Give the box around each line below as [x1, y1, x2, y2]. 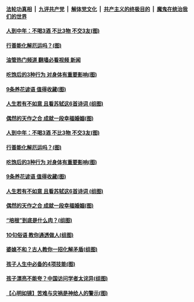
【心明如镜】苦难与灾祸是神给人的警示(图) [6, 289, 108, 297]
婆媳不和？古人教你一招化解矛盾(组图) [6, 246, 98, 253]
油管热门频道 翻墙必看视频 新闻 [6, 57, 81, 64]
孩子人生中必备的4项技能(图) [6, 260, 76, 267]
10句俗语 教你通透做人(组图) [6, 231, 74, 238]
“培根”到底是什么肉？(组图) [6, 217, 72, 224]
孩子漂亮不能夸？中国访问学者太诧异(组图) [6, 275, 108, 282]
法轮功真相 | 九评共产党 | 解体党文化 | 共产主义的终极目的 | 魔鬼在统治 [6, 5, 183, 12]
